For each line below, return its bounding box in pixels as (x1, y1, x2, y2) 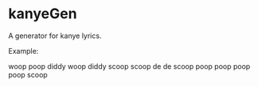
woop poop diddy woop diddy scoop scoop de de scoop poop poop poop (8, 61, 251, 71)
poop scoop (8, 70, 48, 79)
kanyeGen (8, 5, 77, 23)
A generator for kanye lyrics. (8, 31, 102, 40)
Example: (8, 46, 39, 55)
